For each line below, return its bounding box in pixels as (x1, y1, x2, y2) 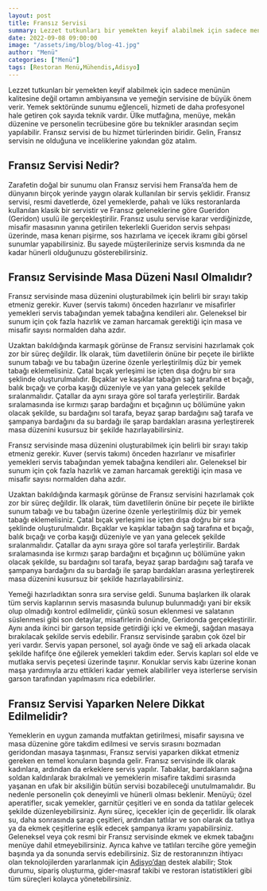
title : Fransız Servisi (8, 19, 87, 27)
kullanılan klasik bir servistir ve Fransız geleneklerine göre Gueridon (8, 205, 230, 215)
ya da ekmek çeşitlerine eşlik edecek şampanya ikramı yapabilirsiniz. (8, 823, 234, 833)
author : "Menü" (8, 48, 59, 56)
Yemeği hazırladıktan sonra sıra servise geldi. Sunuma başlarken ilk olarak (8, 590, 251, 599)
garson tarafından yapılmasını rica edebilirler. (8, 674, 157, 684)
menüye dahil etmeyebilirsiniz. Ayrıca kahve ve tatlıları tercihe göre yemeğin (8, 840, 257, 850)
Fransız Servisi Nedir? (8, 159, 120, 172)
